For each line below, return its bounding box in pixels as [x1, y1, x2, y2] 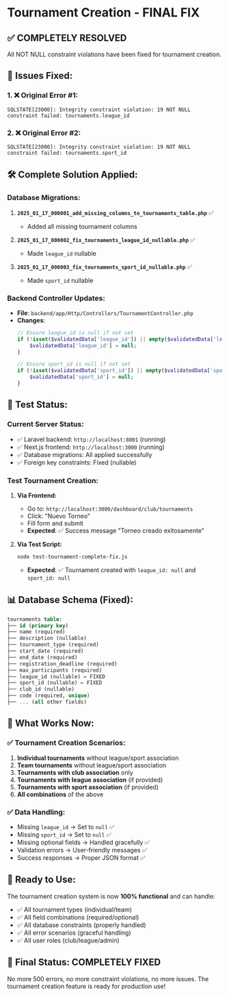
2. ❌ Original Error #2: [7, 128, 81, 138]
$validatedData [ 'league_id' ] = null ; [29, 342, 137, 349]
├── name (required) [7, 628, 66, 635]
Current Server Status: [7, 419, 84, 429]
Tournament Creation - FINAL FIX [7, 5, 200, 21]
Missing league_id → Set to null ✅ [16, 822, 115, 830]
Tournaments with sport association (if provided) [16, 783, 159, 791]
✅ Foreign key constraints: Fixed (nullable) [16, 458, 137, 467]
